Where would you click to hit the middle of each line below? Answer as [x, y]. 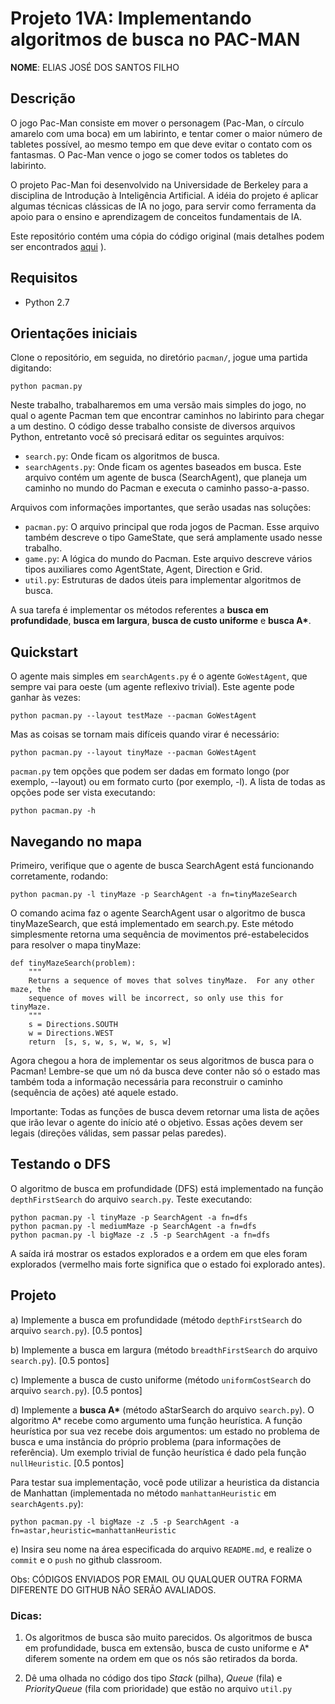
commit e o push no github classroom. [86, 1559]
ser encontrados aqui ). [58, 246]
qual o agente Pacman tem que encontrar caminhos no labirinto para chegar [167, 416]
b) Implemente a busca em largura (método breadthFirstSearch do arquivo [164, 1349]
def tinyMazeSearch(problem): [73, 963]
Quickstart [44, 652]
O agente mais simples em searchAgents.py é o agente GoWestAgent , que [159, 676]
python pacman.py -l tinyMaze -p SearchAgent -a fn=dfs [129, 1217]
